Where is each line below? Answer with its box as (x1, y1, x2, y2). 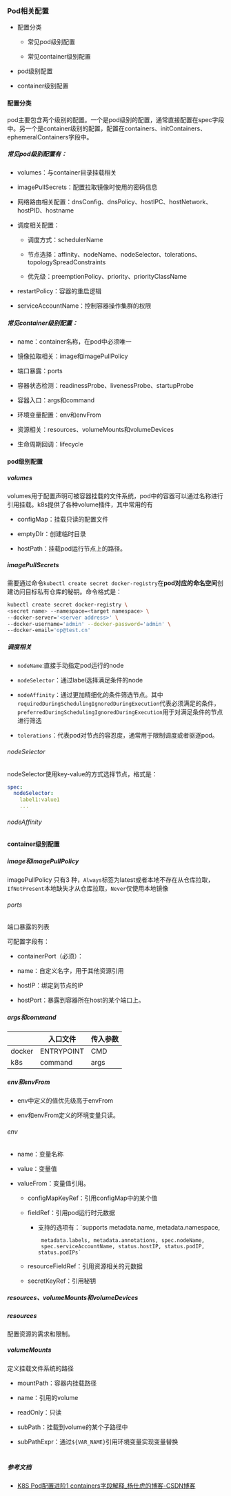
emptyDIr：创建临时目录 (17, 530, 86, 538)
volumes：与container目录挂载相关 (17, 168, 117, 177)
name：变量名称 (17, 1150, 64, 1158)
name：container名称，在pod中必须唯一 (17, 337, 132, 346)
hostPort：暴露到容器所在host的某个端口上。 (17, 996, 145, 1005)
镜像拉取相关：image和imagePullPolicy (17, 352, 128, 360)
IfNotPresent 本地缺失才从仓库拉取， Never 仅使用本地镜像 (7, 885, 169, 893)
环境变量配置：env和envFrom (17, 411, 101, 419)
